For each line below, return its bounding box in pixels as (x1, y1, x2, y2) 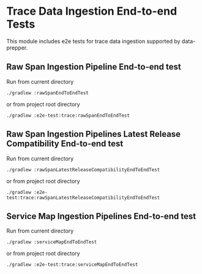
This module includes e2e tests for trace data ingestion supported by (6, 37, 181, 45)
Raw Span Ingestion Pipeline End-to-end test (6, 62, 182, 72)
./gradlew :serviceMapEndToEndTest (6, 239, 97, 245)
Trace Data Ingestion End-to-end (6, 4, 178, 18)
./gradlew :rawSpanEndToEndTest (6, 90, 89, 96)
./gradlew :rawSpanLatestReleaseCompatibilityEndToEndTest (6, 166, 160, 172)
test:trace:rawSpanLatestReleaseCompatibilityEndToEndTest (6, 194, 160, 201)
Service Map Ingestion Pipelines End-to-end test (6, 211, 196, 221)
